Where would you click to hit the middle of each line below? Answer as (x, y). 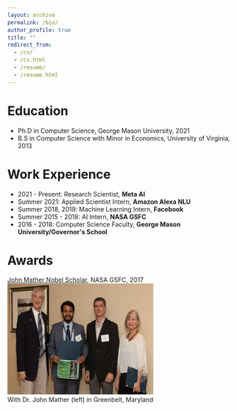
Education (38, 111)
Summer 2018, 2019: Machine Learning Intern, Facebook (100, 209)
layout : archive (31, 15)
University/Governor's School (62, 231)
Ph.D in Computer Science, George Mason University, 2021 (103, 131)
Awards (30, 260)
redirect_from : (30, 45)
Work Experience (59, 174)
